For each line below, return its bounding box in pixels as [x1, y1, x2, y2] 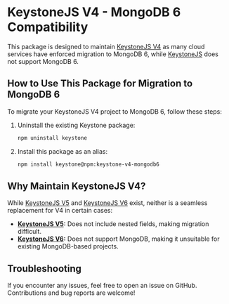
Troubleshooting [7, 263, 82, 275]
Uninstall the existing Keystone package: [17, 121, 136, 129]
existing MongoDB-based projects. [17, 242, 119, 251]
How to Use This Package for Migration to [7, 78, 193, 90]
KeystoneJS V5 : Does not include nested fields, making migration [17, 220, 209, 228]
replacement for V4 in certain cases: [7, 206, 113, 215]
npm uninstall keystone [17, 134, 88, 141]
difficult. [17, 227, 42, 236]
